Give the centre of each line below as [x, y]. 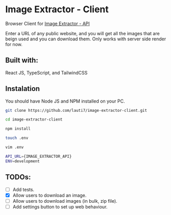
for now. [14, 44]
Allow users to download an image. [50, 195]
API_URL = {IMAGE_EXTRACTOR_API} [39, 156]
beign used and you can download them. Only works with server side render [86, 39]
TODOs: [18, 177]
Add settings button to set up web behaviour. [60, 207]
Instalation [22, 89]
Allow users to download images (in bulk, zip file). [65, 201]
